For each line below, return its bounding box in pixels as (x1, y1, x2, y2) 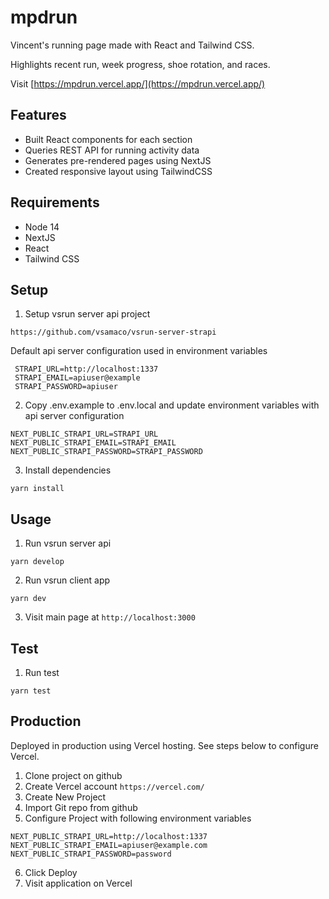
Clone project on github (24, 769, 123, 781)
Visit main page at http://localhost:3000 (24, 611, 196, 623)
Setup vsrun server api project (24, 308, 151, 320)
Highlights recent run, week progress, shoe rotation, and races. (10, 58, 271, 70)
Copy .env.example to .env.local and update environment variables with (24, 399, 320, 411)
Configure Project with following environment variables (24, 812, 252, 824)
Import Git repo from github (24, 801, 138, 813)
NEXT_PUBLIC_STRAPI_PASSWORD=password (10, 849, 172, 859)
